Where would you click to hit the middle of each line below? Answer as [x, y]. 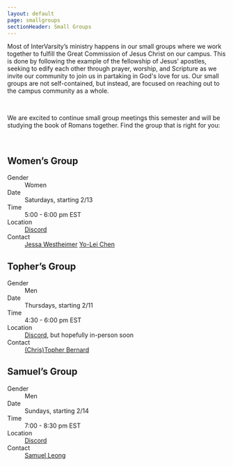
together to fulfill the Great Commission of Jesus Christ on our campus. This [116, 54]
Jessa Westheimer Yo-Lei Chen [70, 244]
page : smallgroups [34, 20]
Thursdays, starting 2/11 [59, 305]
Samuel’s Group [42, 371]
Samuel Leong [45, 455]
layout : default [31, 14]
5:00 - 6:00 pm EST [53, 215]
